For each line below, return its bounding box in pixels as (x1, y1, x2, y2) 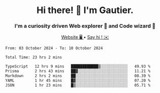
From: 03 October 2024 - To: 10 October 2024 (5, 46, 103, 51)
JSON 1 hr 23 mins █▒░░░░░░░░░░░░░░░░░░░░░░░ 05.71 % (5, 82, 151, 87)
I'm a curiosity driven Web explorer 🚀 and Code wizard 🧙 (14, 23, 156, 30)
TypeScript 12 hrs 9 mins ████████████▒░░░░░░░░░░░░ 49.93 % (5, 64, 151, 69)
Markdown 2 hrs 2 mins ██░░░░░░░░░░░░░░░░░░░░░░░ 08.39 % (5, 73, 151, 78)
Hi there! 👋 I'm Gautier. (36, 5, 134, 16)
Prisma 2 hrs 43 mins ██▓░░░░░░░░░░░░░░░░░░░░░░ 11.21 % (5, 69, 151, 74)
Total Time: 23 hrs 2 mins (5, 55, 62, 60)
